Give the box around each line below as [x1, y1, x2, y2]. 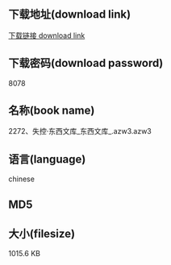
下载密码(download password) [8, 56, 164, 70]
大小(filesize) [8, 227, 75, 241]
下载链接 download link [8, 31, 85, 40]
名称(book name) [8, 104, 95, 118]
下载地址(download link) [8, 7, 131, 22]
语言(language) [8, 152, 86, 166]
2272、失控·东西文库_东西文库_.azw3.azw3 [8, 126, 152, 136]
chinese [8, 174, 35, 184]
